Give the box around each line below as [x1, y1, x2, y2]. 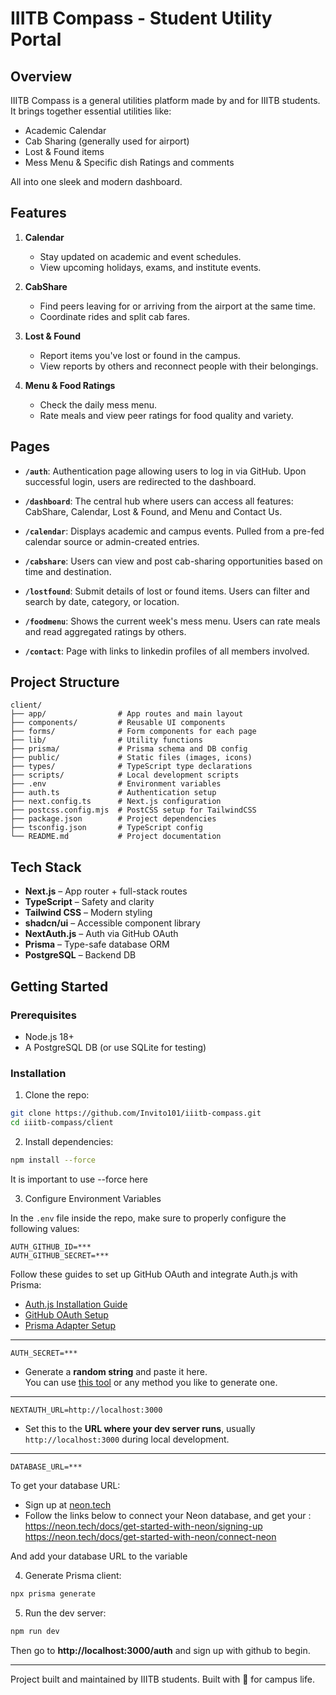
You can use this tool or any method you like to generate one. [24, 1376, 278, 1388]
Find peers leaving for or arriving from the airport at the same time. [39, 300, 316, 312]
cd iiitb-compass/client [10, 1118, 114, 1128]
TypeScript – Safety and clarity [24, 896, 155, 908]
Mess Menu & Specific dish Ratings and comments [24, 157, 235, 168]
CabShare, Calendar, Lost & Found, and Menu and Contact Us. [24, 505, 283, 517]
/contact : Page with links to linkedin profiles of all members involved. [24, 645, 310, 657]
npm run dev [10, 1626, 60, 1636]
